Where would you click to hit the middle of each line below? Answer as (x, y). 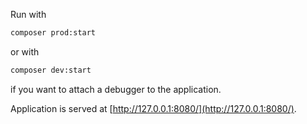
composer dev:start (51, 70)
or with (25, 51)
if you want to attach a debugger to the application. (116, 89)
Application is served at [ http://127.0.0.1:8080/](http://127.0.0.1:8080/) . (153, 108)
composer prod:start (53, 33)
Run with (28, 14)
